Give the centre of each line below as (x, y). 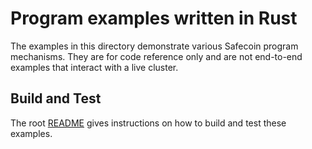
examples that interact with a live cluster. (94, 67)
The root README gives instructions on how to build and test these (148, 123)
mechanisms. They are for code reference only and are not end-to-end (156, 56)
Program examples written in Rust (154, 18)
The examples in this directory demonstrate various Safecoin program (154, 46)
